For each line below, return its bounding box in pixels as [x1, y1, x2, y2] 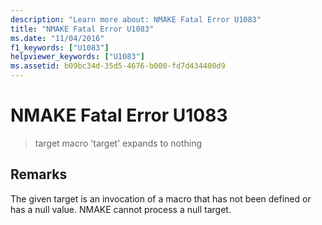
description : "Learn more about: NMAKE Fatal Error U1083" [10, 14, 262, 25]
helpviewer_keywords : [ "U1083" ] [10, 52, 145, 62]
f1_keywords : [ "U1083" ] [10, 42, 110, 53]
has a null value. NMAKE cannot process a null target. [10, 203, 232, 215]
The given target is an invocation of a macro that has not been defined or [10, 192, 312, 205]
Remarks [10, 166, 68, 183]
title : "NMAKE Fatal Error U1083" [10, 24, 155, 34]
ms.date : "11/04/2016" [10, 33, 105, 43]
